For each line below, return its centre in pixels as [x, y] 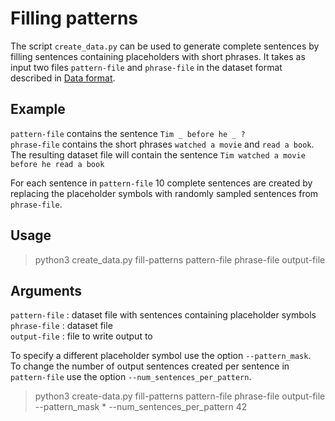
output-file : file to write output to [81, 336]
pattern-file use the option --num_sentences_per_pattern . [131, 377]
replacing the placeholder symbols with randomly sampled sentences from [164, 193]
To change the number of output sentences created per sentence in [150, 366]
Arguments [46, 290]
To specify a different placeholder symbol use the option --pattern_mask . [161, 356]
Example [38, 109]
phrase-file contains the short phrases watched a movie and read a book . [162, 144]
